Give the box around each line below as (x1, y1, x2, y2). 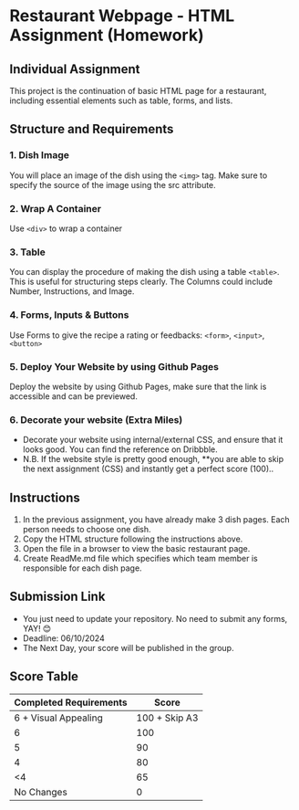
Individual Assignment (9, 61, 140, 77)
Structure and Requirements (9, 121, 174, 137)
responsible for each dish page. (22, 563, 143, 573)
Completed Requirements (14, 696, 128, 709)
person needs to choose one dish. (22, 523, 152, 534)
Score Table (9, 668, 79, 685)
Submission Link (9, 589, 106, 605)
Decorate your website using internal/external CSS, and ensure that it (22, 435, 284, 446)
